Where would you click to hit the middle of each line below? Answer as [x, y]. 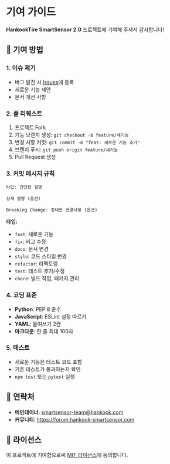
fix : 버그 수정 [30, 241]
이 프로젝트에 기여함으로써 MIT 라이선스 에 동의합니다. [67, 455]
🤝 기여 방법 [25, 50]
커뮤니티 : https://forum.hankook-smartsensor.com [74, 419]
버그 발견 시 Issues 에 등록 [44, 82]
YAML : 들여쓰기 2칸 [38, 324]
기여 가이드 [31, 12]
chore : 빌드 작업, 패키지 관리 [47, 279]
